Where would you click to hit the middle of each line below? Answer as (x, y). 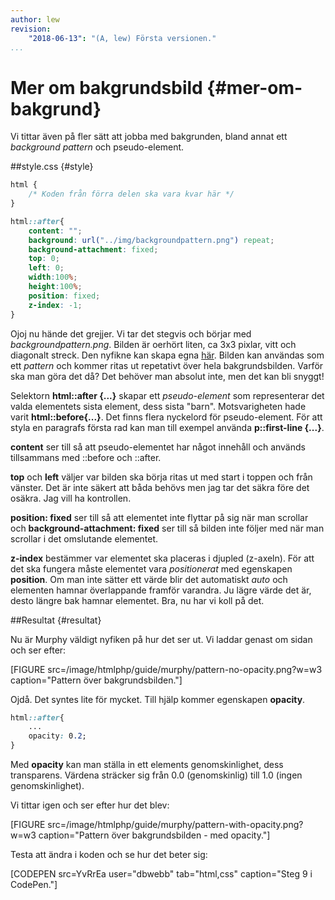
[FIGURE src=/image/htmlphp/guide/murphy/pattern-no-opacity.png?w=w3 (166, 669)
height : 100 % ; (55, 287)
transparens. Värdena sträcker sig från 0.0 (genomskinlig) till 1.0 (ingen (156, 775)
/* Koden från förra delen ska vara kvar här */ (131, 194)
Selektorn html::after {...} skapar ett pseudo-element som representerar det (167, 395)
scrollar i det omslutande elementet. (84, 538)
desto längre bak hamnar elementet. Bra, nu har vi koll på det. (137, 600)
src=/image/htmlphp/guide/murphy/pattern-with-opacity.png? (175, 825)
